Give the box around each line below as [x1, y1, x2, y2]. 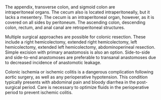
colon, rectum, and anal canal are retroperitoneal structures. [5, 25, 125, 30]
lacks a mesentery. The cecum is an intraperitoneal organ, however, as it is [5, 14, 154, 20]
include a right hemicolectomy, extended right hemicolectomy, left [5, 39, 137, 45]
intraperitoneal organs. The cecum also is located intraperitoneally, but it [5, 9, 150, 15]
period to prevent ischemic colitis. [5, 89, 73, 95]
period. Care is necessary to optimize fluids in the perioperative [22, 85, 149, 90]
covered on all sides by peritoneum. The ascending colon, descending [5, 19, 145, 25]
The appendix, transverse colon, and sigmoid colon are [5, 4, 115, 10]
